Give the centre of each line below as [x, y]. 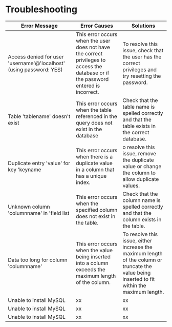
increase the [137, 247]
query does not [94, 122]
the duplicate [138, 160]
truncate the [137, 266]
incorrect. [88, 92]
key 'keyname [25, 169]
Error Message [39, 26]
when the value [94, 250]
